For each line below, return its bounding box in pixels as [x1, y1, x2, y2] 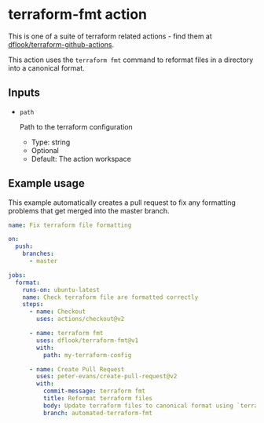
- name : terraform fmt [28, 330, 104, 337]
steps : [22, 301, 44, 308]
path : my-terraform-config [42, 351, 132, 359]
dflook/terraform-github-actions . [8, 39, 115, 49]
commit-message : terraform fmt [42, 387, 146, 396]
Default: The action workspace [31, 154, 131, 163]
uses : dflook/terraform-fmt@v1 [36, 336, 139, 345]
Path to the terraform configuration [19, 122, 134, 131]
